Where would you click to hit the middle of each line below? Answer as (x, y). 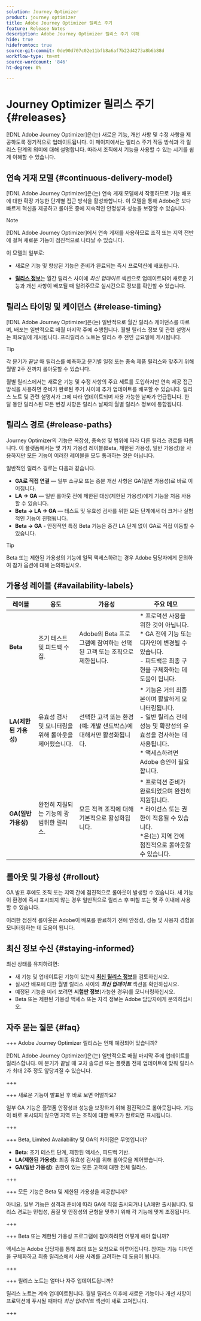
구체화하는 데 (170, 670)
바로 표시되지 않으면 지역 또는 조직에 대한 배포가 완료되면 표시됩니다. (92, 1115)
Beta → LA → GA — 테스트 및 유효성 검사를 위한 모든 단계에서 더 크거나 (98, 510)
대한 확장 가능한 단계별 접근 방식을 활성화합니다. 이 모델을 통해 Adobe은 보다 (102, 201)
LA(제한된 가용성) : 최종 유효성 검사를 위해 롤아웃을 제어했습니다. (89, 1160)
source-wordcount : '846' (37, 62)
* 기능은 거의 (157, 690)
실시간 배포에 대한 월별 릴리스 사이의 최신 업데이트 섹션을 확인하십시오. (97, 984)
